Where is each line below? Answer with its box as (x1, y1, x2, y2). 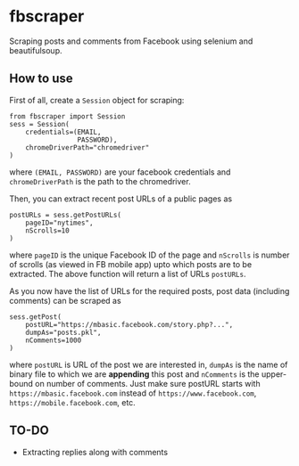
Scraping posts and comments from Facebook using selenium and (9, 36, 253, 46)
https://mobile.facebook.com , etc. (9, 397, 136, 407)
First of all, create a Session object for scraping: (9, 94, 185, 105)
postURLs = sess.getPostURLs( (9, 210, 122, 219)
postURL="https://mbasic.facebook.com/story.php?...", (25, 320, 234, 329)
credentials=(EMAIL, (25, 127, 102, 136)
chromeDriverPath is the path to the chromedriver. (9, 176, 191, 186)
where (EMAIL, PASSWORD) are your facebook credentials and (9, 167, 231, 177)
